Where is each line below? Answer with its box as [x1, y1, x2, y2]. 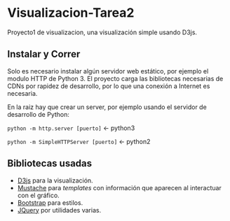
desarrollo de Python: [7, 110, 70, 118]
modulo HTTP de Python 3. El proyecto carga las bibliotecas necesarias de [7, 74, 224, 83]
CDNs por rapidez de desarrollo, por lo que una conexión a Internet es [7, 82, 210, 90]
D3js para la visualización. [17, 176, 93, 185]
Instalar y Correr [7, 48, 81, 60]
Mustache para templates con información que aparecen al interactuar [17, 183, 222, 192]
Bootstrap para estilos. [17, 198, 83, 207]
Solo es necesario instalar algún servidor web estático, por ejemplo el [7, 66, 209, 75]
